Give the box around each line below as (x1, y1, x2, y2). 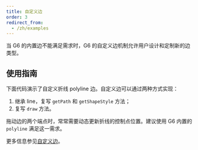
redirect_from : (6, 19, 44, 25)
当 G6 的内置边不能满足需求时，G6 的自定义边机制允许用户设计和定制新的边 (6, 42, 191, 49)
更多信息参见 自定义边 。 (6, 138, 63, 145)
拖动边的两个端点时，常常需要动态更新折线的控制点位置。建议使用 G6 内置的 (6, 118, 192, 125)
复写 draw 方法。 (14, 105, 55, 112)
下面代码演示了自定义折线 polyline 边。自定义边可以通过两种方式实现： (6, 85, 178, 92)
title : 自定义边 (6, 8, 43, 15)
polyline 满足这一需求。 (6, 125, 66, 132)
